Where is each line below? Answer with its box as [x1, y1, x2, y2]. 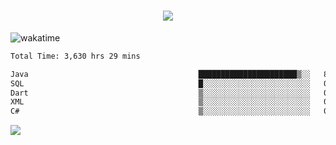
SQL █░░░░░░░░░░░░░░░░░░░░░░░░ [10, 78, 311, 89]
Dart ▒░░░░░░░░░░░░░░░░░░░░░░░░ [10, 88, 311, 98]
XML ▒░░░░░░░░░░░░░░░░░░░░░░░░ [10, 97, 311, 107]
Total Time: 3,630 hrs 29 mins [10, 51, 141, 61]
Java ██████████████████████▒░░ [10, 69, 311, 79]
